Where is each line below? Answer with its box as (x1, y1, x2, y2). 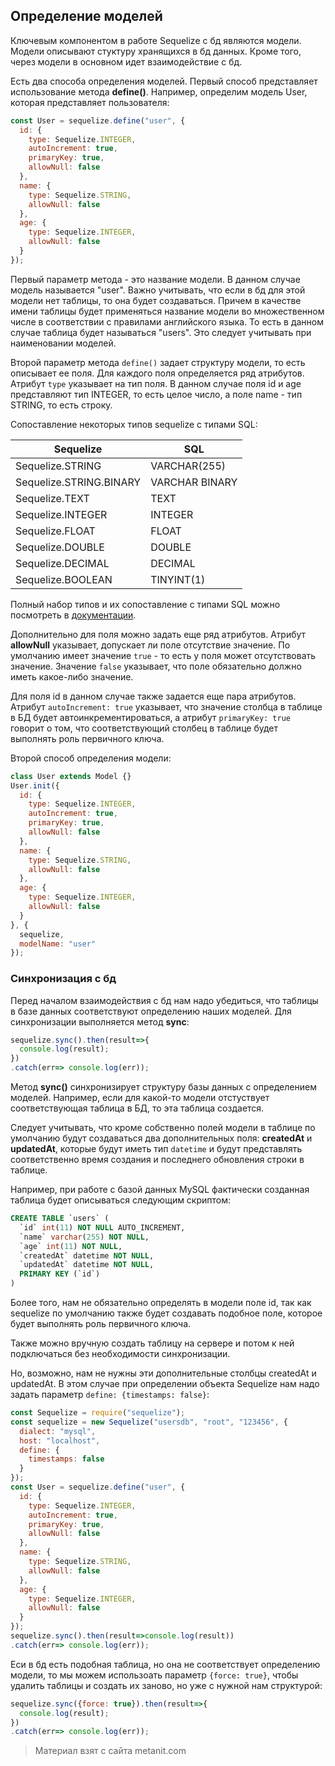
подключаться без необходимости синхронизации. (10, 1348, 231, 1360)
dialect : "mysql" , (19, 1426, 97, 1436)
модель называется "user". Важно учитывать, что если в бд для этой (10, 284, 306, 296)
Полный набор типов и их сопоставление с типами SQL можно (10, 598, 281, 610)
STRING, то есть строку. (10, 399, 113, 411)
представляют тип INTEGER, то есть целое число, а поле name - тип (10, 388, 303, 400)
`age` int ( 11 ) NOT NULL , (19, 1241, 123, 1251)
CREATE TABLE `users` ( (10, 1214, 110, 1224)
